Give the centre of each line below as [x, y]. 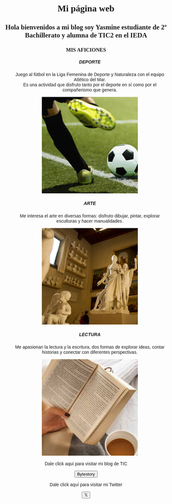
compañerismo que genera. [90, 90]
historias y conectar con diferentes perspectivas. [90, 352]
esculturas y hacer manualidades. [90, 221]
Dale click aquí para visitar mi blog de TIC [86, 464]
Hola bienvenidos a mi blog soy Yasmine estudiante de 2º [86, 27]
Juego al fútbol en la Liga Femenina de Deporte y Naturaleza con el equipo [90, 75]
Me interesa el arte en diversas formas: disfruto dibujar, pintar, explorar [90, 216]
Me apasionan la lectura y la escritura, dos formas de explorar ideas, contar [90, 347]
